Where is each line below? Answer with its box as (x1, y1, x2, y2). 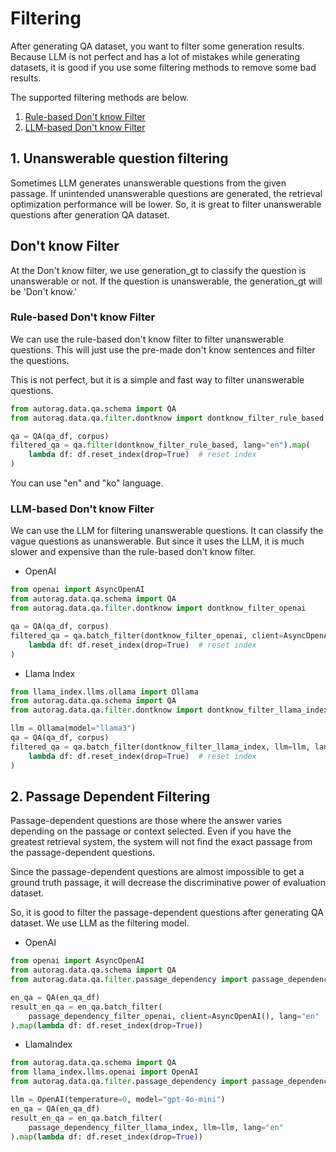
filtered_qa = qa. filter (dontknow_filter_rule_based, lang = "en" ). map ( (10, 440, 311, 451)
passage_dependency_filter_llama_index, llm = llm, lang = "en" (28, 1122, 284, 1132)
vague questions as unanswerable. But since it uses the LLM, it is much (10, 535, 305, 547)
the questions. (10, 354, 70, 366)
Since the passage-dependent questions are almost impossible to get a (10, 866, 305, 878)
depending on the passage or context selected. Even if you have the (10, 825, 292, 837)
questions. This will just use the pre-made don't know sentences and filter (10, 343, 316, 356)
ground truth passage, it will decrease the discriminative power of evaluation (10, 877, 326, 889)
